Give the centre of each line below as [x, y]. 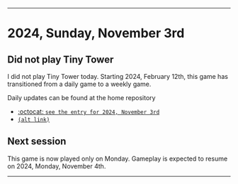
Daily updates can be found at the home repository [81, 98]
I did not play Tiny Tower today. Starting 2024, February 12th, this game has [118, 76]
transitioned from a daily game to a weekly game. [79, 84]
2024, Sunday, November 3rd [96, 33]
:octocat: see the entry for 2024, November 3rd [89, 112]
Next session [37, 142]
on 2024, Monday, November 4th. [57, 166]
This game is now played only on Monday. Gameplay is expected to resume [118, 158]
